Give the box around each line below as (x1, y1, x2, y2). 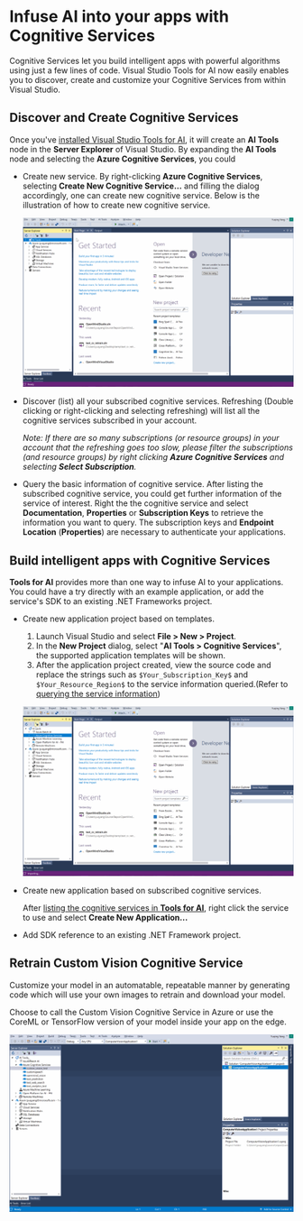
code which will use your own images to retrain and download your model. (9, 989, 286, 1000)
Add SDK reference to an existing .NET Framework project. (22, 929, 242, 940)
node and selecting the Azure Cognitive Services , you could (9, 153, 236, 164)
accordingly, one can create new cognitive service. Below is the (22, 189, 260, 200)
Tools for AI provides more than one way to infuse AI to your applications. (9, 577, 284, 588)
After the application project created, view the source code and (35, 660, 271, 671)
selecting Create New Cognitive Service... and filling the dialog (22, 180, 260, 191)
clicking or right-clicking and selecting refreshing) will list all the (22, 406, 261, 417)
